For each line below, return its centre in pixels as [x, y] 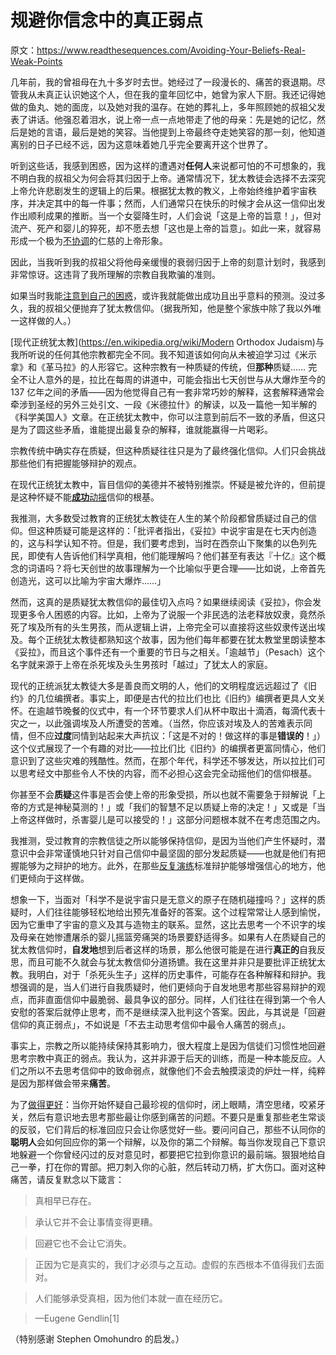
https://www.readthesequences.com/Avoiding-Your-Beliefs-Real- [171, 50]
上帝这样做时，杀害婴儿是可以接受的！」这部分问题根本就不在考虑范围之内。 [168, 819]
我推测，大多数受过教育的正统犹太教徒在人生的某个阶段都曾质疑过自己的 [159, 518]
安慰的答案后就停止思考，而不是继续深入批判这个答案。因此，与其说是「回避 [168, 1012]
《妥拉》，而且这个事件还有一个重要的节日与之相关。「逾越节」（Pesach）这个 [168, 652]
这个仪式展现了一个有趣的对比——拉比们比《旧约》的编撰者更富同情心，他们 [168, 748]
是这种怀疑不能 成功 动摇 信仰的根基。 [85, 497]
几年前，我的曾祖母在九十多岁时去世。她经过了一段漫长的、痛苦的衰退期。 [163, 82]
